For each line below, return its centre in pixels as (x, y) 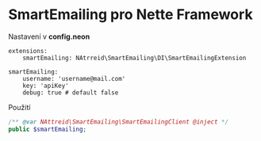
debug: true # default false (71, 93)
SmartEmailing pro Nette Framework (130, 15)
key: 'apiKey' (46, 86)
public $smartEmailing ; (48, 129)
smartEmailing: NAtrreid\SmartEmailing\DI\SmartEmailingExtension (134, 58)
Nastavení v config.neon (49, 36)
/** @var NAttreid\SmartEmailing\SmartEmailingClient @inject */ (118, 122)
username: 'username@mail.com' (74, 78)
